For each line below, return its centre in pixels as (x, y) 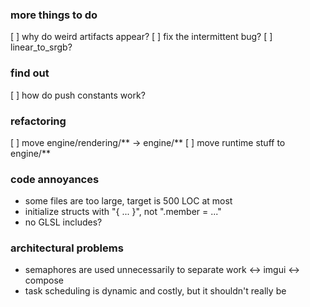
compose (44, 280)
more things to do (54, 15)
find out (30, 73)
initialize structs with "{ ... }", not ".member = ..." (123, 212)
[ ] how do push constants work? (78, 95)
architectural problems (67, 248)
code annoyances (55, 179)
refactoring (38, 121)
